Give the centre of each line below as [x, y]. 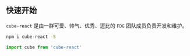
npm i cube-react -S [31, 37]
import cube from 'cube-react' [44, 47]
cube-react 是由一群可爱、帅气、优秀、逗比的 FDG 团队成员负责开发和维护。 [97, 26]
